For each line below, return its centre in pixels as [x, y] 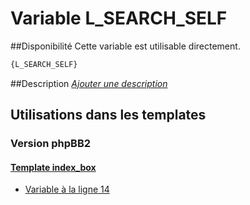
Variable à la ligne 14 [67, 189]
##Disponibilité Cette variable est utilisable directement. [125, 46]
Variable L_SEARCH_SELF [119, 18]
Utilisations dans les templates [108, 115]
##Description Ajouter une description [89, 83]
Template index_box [53, 167]
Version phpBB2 [51, 144]
